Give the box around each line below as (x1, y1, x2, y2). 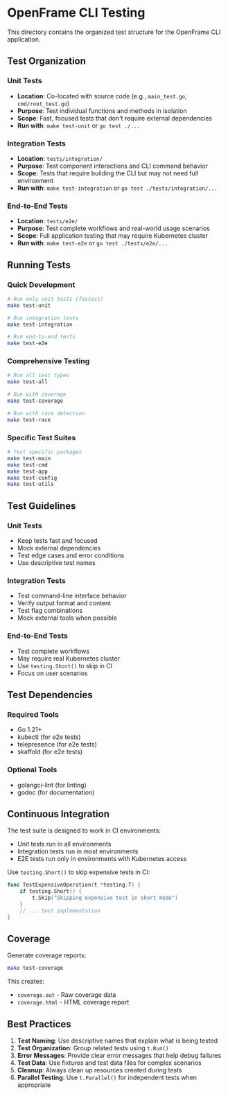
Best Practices (7, 1018, 71, 1030)
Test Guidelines (7, 500, 76, 512)
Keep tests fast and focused (17, 536, 98, 545)
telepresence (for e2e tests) (17, 740, 97, 749)
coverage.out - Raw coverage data (17, 991, 116, 999)
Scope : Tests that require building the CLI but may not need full (17, 168, 199, 177)
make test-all (7, 379, 49, 385)
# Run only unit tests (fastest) (7, 295, 104, 302)
